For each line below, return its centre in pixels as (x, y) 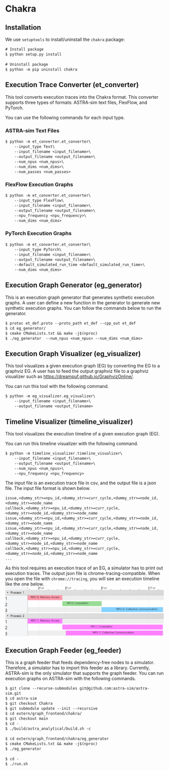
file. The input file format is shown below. (48, 488)
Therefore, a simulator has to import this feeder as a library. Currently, (77, 668)
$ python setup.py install (33, 54)
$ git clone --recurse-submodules (41, 688)
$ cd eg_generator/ (26, 328)
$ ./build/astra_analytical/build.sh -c (48, 729)
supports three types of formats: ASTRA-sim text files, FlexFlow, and (76, 102)
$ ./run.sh (17, 764)
